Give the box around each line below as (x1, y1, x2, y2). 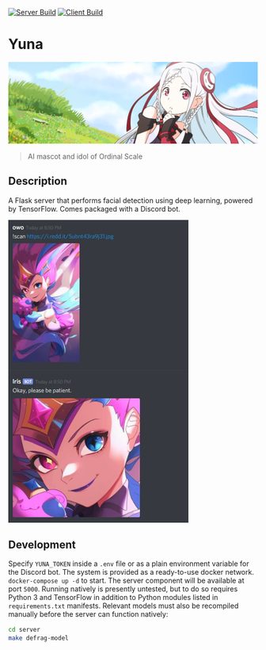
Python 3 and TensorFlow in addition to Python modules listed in (8, 593, 218, 602)
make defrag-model (8, 634, 69, 642)
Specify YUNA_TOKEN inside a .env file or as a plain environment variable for (8, 559, 249, 568)
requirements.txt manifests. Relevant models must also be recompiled (8, 601, 239, 610)
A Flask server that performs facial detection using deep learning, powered (8, 195, 253, 205)
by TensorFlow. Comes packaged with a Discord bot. (8, 204, 180, 213)
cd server (8, 626, 41, 634)
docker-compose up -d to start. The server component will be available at (8, 575, 245, 586)
